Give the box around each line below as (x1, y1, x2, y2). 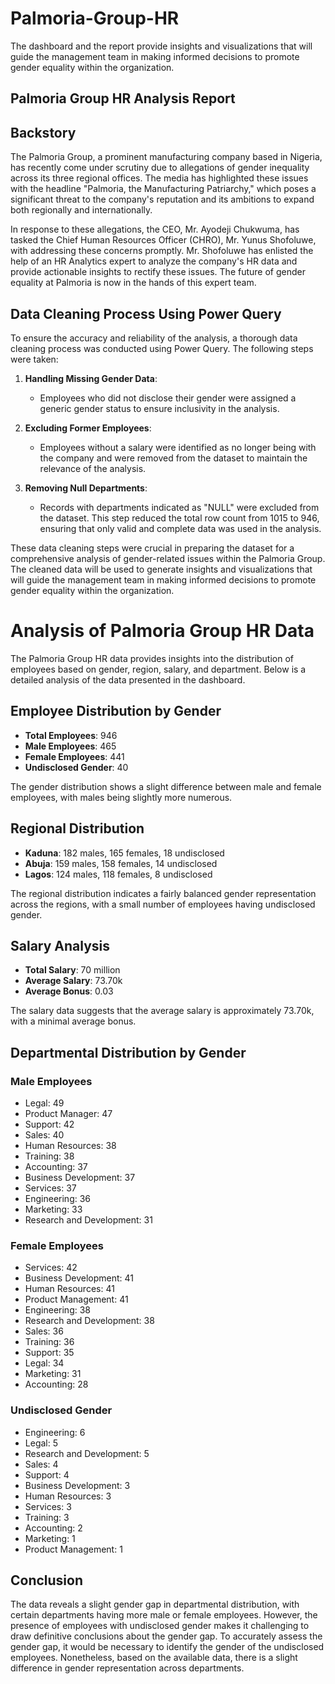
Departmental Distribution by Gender (10, 1044, 247, 1061)
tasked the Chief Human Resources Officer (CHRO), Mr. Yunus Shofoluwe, (10, 234, 317, 246)
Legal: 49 (24, 1097, 65, 1109)
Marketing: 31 (24, 1368, 82, 1380)
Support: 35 (24, 1347, 75, 1359)
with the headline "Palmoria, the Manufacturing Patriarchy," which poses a (10, 183, 317, 195)
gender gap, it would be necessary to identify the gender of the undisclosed (10, 1641, 325, 1653)
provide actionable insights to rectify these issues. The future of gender (10, 266, 306, 278)
